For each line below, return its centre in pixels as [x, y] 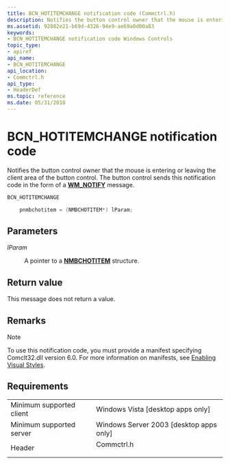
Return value [35, 282]
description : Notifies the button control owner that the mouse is [105, 20]
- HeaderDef [24, 90]
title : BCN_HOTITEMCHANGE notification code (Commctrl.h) [91, 13]
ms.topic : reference [37, 97]
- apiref [20, 52]
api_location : [27, 71]
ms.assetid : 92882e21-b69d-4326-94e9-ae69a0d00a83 [81, 26]
